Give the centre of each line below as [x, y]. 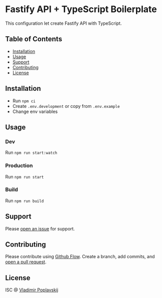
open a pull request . [26, 262]
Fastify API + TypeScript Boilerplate [81, 9]
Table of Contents [34, 39]
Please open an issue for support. [40, 228]
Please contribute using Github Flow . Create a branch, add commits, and [80, 257]
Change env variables [35, 111]
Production [19, 166]
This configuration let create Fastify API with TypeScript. [63, 23]
